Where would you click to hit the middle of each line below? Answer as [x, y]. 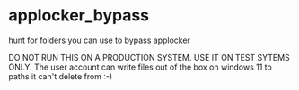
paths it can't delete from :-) [61, 76]
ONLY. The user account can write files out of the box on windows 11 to [141, 67]
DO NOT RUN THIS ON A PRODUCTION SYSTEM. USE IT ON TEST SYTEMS [149, 57]
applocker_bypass [79, 16]
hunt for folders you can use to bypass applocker [99, 40]
